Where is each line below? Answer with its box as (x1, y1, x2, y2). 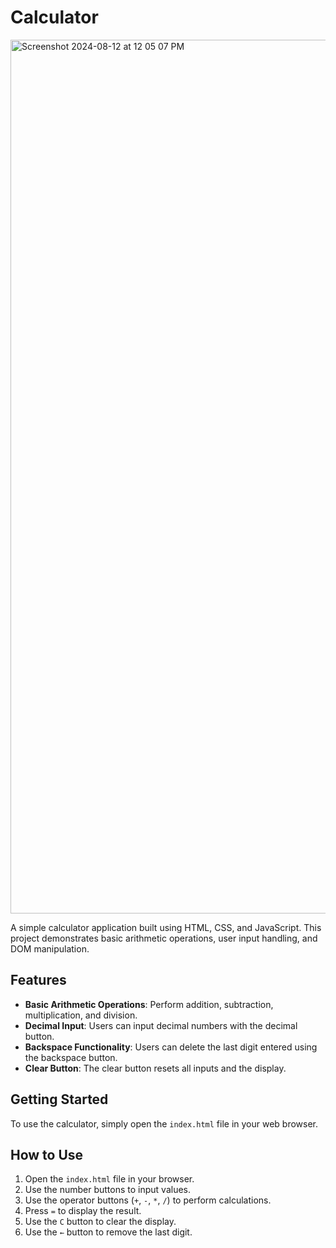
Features (10, 972, 67, 989)
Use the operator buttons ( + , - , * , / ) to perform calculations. (24, 1194, 272, 1206)
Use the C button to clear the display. (24, 1216, 177, 1228)
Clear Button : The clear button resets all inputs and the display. (24, 1062, 287, 1074)
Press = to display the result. (24, 1205, 142, 1217)
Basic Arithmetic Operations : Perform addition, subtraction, (24, 998, 274, 1010)
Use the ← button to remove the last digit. (24, 1226, 193, 1238)
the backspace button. (24, 1051, 118, 1063)
